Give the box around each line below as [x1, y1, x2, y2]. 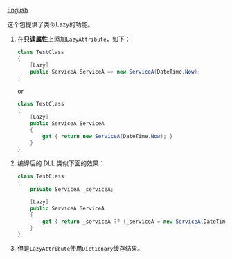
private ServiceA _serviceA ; [30, 186, 114, 193]
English [7, 6, 28, 14]
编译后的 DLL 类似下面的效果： [17, 159, 105, 167]
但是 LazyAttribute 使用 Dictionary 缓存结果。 [17, 244, 144, 253]
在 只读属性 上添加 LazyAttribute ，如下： [17, 35, 131, 43]
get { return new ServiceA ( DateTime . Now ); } [42, 133, 173, 140]
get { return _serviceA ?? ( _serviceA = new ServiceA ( [42, 218, 204, 225]
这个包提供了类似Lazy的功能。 [7, 20, 94, 28]
